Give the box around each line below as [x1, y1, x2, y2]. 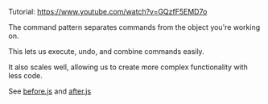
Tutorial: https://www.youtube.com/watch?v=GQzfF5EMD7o [8, 7, 208, 16]
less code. [8, 71, 43, 80]
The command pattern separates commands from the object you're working [8, 23, 261, 31]
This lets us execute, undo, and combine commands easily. [8, 47, 204, 56]
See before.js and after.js [8, 86, 92, 96]
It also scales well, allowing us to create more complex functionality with [8, 62, 248, 72]
